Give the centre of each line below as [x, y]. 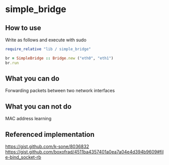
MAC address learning [28, 119]
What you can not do [38, 106]
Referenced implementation [50, 134]
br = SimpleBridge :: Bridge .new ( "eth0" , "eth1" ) [59, 58]
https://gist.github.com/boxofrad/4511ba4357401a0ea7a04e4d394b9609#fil [84, 152]
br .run [12, 63]
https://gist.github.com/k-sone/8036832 [47, 146]
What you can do [32, 79]
